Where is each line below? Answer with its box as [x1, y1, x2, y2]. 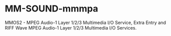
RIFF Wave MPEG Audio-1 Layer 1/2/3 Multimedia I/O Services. [5, 24, 137, 30]
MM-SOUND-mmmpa [5, 3, 98, 14]
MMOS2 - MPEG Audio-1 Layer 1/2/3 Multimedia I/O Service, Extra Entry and [5, 19, 166, 25]
